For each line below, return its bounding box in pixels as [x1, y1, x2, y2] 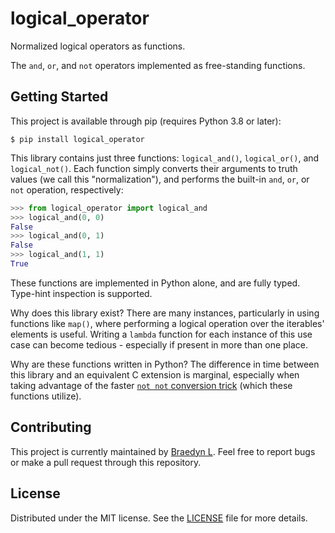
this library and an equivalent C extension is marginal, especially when [10, 368, 300, 381]
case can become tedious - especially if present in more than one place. [10, 338, 309, 351]
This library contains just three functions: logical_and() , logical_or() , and [10, 152, 320, 164]
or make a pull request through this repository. [10, 456, 202, 468]
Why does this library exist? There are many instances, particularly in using [10, 307, 320, 319]
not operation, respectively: [10, 183, 124, 196]
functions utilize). [10, 390, 82, 402]
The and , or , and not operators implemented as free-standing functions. [10, 59, 306, 71]
